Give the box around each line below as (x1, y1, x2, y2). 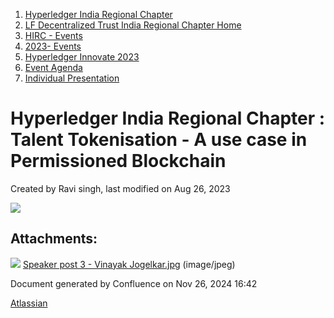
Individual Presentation (24, 72, 120, 84)
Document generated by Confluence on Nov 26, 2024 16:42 (10, 277, 258, 289)
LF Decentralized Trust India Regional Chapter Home (24, 19, 242, 31)
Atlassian (10, 297, 48, 309)
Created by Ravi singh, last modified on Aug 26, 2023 (10, 182, 231, 194)
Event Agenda (24, 62, 83, 73)
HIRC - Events (24, 30, 83, 41)
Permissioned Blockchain (10, 150, 227, 173)
